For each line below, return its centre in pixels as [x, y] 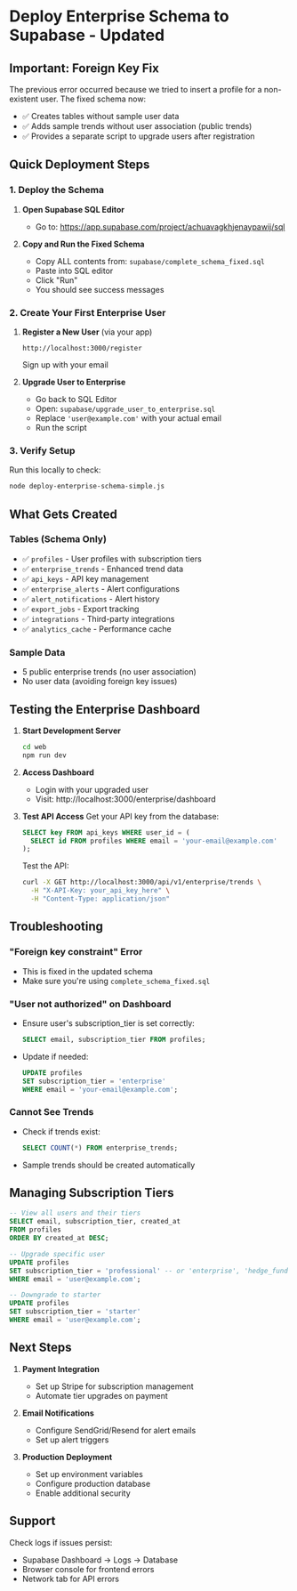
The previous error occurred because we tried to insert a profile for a [136, 89]
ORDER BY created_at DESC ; [59, 1239]
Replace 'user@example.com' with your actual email [128, 418]
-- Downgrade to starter [55, 1295]
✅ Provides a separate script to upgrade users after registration [138, 136]
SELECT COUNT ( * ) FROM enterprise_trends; [100, 1148]
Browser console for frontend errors [88, 1569]
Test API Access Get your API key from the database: [120, 816]
